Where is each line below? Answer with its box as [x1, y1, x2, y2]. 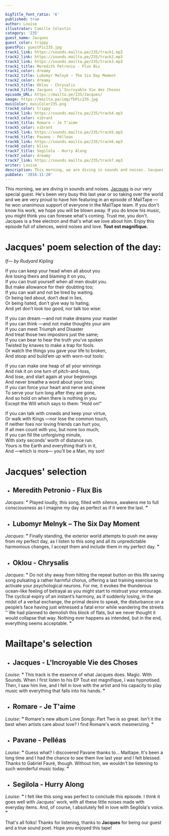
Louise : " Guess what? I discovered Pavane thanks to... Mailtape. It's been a [5, 749, 163, 755]
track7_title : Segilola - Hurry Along [5, 148, 87, 154]
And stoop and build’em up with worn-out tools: [5, 353, 104, 359]
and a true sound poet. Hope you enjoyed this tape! [5, 825, 112, 831]
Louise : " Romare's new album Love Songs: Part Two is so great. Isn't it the [5, 715, 161, 722]
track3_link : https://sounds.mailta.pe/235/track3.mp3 [5, 59, 123, 64]
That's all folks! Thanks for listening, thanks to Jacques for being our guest [5, 819, 161, 826]
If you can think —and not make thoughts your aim [5, 321, 110, 327]
